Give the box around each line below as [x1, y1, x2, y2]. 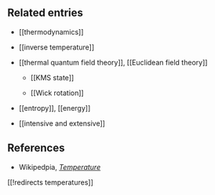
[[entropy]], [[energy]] [18, 103, 91, 112]
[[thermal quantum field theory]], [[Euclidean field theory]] [18, 57, 208, 67]
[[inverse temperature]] [18, 42, 95, 52]
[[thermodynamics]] [18, 27, 84, 36]
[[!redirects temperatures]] [7, 177, 93, 187]
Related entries [7, 6, 84, 20]
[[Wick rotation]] [30, 88, 84, 97]
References [7, 142, 65, 155]
